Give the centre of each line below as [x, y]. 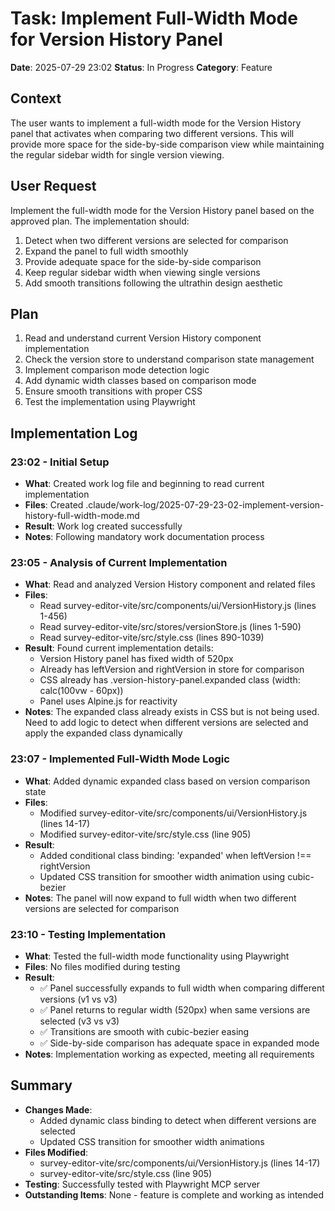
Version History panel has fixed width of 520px [136, 659]
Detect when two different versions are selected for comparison [156, 240]
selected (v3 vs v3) [79, 1021]
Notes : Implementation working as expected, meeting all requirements [169, 1054]
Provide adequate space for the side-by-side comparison [143, 261]
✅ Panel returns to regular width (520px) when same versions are [175, 1009]
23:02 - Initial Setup [60, 462]
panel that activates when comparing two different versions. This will [152, 133]
